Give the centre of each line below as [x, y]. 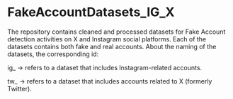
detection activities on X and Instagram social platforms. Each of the [107, 39]
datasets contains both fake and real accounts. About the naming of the [112, 46]
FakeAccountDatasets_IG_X [91, 12]
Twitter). [19, 88]
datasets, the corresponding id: [53, 54]
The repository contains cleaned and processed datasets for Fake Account [116, 32]
